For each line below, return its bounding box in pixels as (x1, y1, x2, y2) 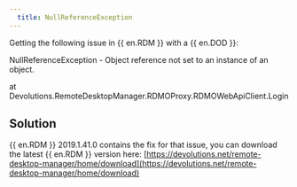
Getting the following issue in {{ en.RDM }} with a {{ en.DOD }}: (9, 37, 239, 48)
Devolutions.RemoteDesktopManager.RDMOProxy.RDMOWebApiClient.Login (9, 90, 290, 101)
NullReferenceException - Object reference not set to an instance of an (9, 54, 269, 65)
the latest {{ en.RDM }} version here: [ (9, 149, 147, 160)
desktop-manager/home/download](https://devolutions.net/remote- (9, 159, 257, 169)
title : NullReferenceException (17, 12, 133, 22)
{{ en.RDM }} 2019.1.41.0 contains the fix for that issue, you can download (9, 139, 277, 151)
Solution (9, 116, 57, 131)
